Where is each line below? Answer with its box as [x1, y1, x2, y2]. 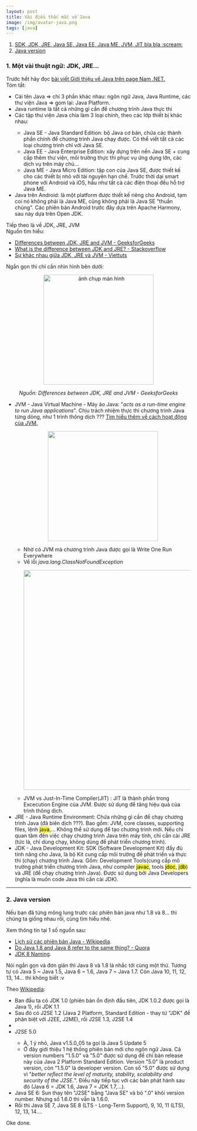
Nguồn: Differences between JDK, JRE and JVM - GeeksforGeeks [19, 389, 178, 396]
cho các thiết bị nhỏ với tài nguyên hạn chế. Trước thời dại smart [23, 172, 179, 179]
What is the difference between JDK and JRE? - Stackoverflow [14, 245, 166, 252]
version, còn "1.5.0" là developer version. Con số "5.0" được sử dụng [23, 1064, 189, 1071]
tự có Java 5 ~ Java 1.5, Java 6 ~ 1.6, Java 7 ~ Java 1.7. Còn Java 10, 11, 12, [6, 968, 186, 975]
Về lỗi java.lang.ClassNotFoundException [23, 558, 123, 565]
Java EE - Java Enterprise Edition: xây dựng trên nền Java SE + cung [23, 148, 190, 155]
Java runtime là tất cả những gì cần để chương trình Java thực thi [14, 105, 172, 112]
